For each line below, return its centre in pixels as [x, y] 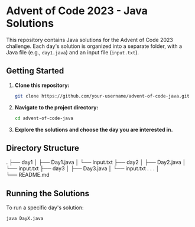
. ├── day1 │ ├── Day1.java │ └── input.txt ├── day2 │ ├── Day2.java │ [96, 162]
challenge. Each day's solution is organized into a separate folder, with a [94, 46]
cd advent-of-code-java [44, 118]
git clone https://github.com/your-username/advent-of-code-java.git [102, 96]
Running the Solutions [48, 193]
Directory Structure [43, 148]
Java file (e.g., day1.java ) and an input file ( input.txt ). [73, 52]
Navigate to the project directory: [56, 107]
